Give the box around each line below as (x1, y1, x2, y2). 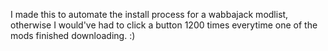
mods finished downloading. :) (10, 30, 136, 41)
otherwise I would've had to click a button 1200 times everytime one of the (10, 19, 318, 31)
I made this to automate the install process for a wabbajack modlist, (10, 9, 289, 20)
